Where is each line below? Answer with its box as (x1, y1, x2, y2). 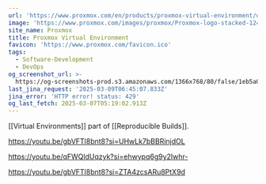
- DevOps (15, 63, 44, 71)
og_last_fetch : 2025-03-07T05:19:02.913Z (8, 100, 147, 107)
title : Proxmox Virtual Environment (8, 33, 129, 42)
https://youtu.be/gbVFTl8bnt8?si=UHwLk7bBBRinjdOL (8, 137, 186, 146)
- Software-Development (15, 56, 93, 64)
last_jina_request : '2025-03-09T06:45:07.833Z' (8, 84, 169, 93)
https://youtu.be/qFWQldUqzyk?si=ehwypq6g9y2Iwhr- (8, 152, 188, 162)
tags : (8, 48, 26, 56)
